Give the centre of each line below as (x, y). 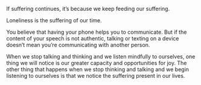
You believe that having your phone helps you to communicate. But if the (97, 32)
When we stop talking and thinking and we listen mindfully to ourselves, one (101, 56)
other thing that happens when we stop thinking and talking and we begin (97, 69)
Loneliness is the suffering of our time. (54, 20)
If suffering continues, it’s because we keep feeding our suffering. (88, 9)
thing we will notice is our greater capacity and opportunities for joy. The (97, 63)
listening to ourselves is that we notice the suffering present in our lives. (96, 76)
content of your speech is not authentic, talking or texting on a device (93, 38)
